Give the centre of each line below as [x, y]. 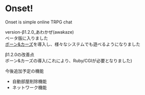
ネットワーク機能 [29, 87]
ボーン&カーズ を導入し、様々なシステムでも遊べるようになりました [73, 44]
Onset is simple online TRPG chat [39, 22]
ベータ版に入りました [26, 38]
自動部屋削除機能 [29, 81]
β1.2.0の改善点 [20, 55]
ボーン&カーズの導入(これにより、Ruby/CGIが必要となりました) [69, 60]
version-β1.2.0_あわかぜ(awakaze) [40, 32]
